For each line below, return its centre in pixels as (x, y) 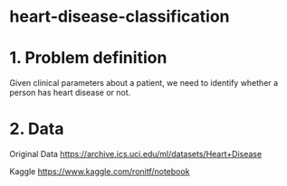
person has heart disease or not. (70, 93)
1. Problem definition (88, 58)
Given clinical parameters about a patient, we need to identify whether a (144, 83)
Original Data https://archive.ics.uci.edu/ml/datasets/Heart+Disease (136, 154)
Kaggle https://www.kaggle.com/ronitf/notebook (100, 172)
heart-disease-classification (120, 17)
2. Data (37, 129)
